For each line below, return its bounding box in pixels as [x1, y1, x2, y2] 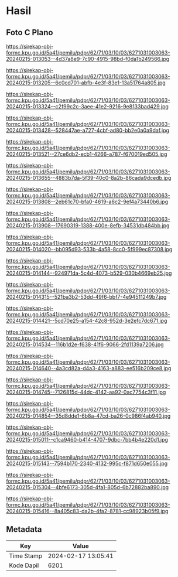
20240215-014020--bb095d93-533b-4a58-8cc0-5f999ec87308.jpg [6, 246, 173, 252]
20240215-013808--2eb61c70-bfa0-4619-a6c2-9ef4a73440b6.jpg [6, 198, 169, 205]
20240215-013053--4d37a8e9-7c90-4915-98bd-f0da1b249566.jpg [6, 56, 170, 62]
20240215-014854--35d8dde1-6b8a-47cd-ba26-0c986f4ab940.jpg [6, 412, 171, 419]
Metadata [6, 524, 42, 534]
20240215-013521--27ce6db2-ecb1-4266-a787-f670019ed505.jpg [6, 151, 167, 158]
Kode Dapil [9, 561, 39, 569]
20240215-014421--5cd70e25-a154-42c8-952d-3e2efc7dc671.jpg [6, 317, 167, 324]
